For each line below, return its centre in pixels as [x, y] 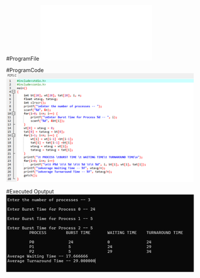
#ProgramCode [25, 70]
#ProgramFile [23, 59]
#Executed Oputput [30, 192]
